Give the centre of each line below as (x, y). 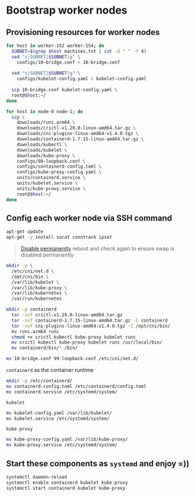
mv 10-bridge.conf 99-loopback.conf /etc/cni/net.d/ (72, 359)
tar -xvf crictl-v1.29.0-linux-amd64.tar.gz (67, 315)
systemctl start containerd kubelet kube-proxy (66, 488)
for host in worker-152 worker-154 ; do (55, 46)
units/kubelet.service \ (47, 183)
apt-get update (25, 232)
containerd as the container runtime (50, 370)
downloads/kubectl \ (42, 145)
